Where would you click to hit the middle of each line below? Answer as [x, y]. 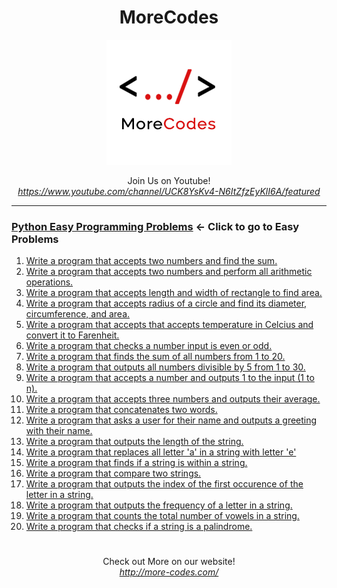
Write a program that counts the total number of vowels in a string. [162, 516]
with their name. [59, 431]
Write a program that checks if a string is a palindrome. [139, 527]
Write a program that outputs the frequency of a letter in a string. [159, 505]
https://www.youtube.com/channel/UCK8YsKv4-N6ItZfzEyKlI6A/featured [169, 191]
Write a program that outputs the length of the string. [134, 442]
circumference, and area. [78, 314]
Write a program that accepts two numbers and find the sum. [151, 261]
